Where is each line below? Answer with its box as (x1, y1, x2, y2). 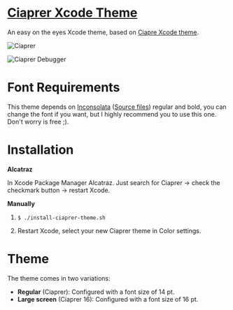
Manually (7, 199, 35, 207)
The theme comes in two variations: (7, 274, 111, 282)
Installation (7, 142, 74, 158)
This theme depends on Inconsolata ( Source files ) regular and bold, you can (7, 103, 227, 111)
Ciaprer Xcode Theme (7, 5, 138, 21)
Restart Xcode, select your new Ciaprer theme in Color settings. (17, 226, 202, 235)
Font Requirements (7, 80, 120, 96)
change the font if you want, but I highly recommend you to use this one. (7, 110, 217, 118)
